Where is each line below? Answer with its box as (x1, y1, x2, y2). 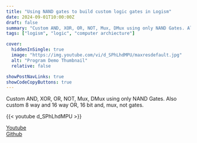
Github (6, 131, 22, 138)
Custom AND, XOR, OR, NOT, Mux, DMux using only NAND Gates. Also (6, 95, 177, 102)
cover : (6, 41, 22, 47)
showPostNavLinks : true (6, 74, 64, 79)
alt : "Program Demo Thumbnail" (11, 57, 88, 64)
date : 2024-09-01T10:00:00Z (6, 14, 75, 20)
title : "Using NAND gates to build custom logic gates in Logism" (6, 8, 172, 15)
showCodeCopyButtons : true (6, 79, 72, 85)
